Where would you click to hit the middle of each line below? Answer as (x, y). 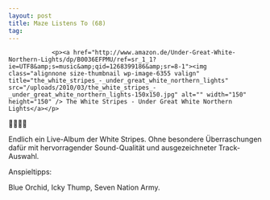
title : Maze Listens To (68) (57, 23)
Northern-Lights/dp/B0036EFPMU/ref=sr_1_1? (83, 60)
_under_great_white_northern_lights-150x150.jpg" (93, 95)
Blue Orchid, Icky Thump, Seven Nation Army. (84, 188)
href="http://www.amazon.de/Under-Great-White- (154, 53)
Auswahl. (24, 157)
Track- (229, 148)
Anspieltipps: (30, 172)
